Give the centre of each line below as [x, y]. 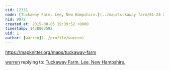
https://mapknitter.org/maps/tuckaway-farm [51, 52]
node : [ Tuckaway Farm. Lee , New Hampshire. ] [53, 15]
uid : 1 [12, 33]
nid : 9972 [16, 19]
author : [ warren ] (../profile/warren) [45, 38]
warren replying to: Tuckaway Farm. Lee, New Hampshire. [65, 62]
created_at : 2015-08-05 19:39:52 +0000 [47, 24]
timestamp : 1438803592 [29, 29]
